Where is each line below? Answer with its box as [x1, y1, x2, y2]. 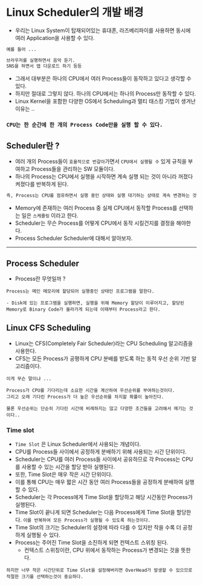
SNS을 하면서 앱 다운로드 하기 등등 [6, 63, 82, 69]
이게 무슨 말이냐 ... [6, 375, 52, 382]
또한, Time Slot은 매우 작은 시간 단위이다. [14, 471, 113, 478]
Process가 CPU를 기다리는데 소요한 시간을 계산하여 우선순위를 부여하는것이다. [6, 387, 175, 394]
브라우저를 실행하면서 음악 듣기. [6, 57, 76, 64]
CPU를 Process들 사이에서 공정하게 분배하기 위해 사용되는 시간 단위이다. [14, 448, 187, 455]
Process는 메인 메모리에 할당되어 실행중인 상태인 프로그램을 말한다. [6, 288, 155, 294]
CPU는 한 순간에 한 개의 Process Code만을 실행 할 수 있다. [6, 122, 163, 128]
